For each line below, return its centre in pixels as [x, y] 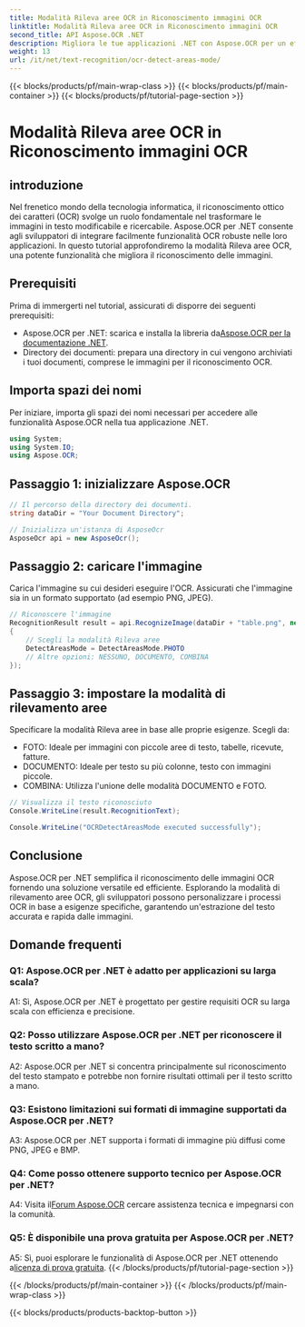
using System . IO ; [42, 447]
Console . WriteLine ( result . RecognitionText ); [95, 811]
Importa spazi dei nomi [76, 390]
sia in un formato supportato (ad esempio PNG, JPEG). [111, 598]
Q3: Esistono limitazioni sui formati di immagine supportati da [148, 1109]
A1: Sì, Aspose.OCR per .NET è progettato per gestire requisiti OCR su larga [150, 1002]
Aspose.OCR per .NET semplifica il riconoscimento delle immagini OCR [142, 877]
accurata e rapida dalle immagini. [72, 916]
